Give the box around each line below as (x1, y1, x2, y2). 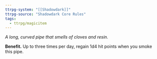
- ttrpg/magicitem (9, 20, 47, 26)
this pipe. (5, 49, 24, 55)
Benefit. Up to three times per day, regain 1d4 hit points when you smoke (5, 43, 152, 49)
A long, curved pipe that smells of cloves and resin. (5, 34, 109, 40)
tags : (5, 16, 16, 21)
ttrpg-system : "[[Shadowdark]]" (5, 7, 71, 12)
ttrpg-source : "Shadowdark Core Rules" (5, 12, 86, 17)
